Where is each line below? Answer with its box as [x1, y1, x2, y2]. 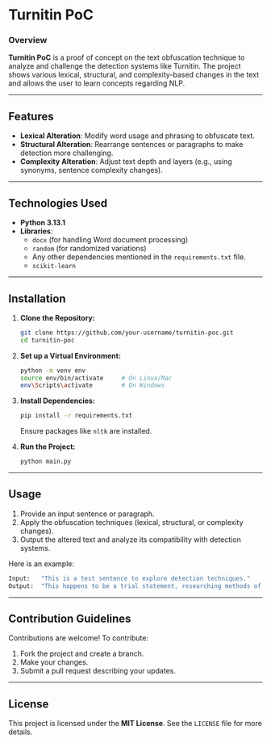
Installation [8, 292, 66, 305]
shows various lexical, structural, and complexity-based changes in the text [8, 70, 260, 80]
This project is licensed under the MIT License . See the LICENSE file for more [8, 719, 262, 728]
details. [8, 727, 33, 737]
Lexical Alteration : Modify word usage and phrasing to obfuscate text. [19, 131, 256, 141]
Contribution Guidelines [8, 612, 131, 625]
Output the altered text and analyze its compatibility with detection [19, 535, 242, 544]
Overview [8, 35, 48, 46]
